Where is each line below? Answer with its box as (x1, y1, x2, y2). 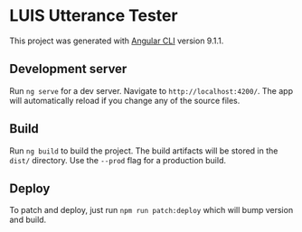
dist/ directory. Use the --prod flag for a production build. (9, 154, 226, 165)
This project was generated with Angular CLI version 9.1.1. (9, 35, 224, 46)
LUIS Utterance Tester (9, 5, 178, 26)
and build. (9, 214, 47, 226)
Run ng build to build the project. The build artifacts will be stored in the (9, 145, 278, 156)
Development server (9, 61, 127, 77)
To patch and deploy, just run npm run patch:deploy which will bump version (9, 205, 294, 216)
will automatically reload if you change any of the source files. (9, 95, 241, 106)
